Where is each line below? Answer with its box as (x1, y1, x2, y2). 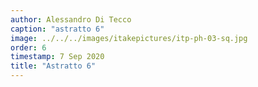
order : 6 (10, 42, 47, 53)
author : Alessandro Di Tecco (10, 14, 132, 25)
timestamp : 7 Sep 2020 (10, 52, 105, 62)
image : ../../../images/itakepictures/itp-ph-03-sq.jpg (10, 33, 248, 43)
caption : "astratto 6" (10, 24, 105, 34)
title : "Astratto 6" (10, 61, 97, 71)
